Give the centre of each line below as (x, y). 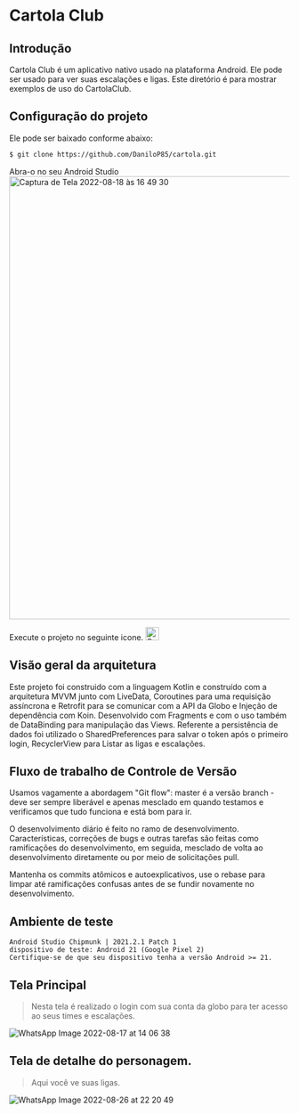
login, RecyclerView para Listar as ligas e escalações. (108, 744)
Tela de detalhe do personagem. (101, 1061)
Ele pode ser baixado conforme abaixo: (81, 138)
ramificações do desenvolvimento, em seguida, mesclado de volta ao (137, 848)
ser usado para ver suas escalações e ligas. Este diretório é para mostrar (143, 79)
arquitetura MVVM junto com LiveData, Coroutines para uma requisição (140, 696)
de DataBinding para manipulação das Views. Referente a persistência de (144, 724)
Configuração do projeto (79, 117)
